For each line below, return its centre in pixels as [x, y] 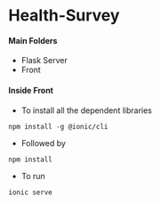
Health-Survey [64, 16]
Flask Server [44, 61]
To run [33, 175]
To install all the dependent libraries [86, 110]
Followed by [43, 143]
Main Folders [33, 40]
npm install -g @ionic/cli [58, 126]
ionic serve [30, 192]
